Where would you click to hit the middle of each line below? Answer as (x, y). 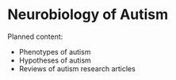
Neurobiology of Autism (88, 15)
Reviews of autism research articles (77, 68)
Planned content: (35, 36)
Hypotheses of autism (55, 60)
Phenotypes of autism (55, 51)
